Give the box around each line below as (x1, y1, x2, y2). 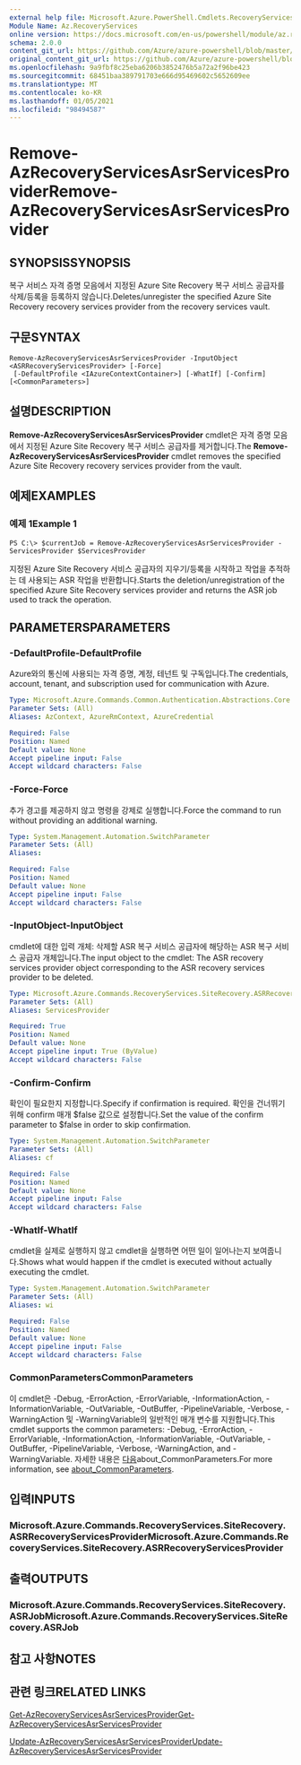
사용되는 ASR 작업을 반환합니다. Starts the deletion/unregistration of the (28, 575, 285, 585)
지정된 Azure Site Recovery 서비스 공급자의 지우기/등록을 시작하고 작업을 (9, 563, 267, 574)
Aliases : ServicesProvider (9, 1006, 110, 1015)
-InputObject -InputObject (9, 920, 124, 932)
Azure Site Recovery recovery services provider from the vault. (9, 460, 242, 471)
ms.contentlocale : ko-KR (9, 88, 102, 97)
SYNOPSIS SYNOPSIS (9, 255, 132, 270)
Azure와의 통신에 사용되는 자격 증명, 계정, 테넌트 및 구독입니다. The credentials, (9, 669, 288, 679)
